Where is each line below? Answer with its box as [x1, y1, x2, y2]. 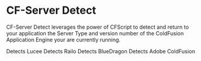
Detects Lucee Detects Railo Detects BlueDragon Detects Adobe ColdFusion [6, 47, 196, 54]
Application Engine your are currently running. [6, 36, 121, 43]
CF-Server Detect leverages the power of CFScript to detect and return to [6, 23, 190, 30]
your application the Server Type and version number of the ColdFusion [6, 29, 184, 36]
